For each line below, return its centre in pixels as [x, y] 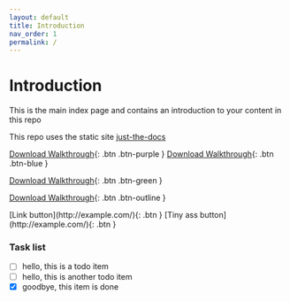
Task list [27, 247]
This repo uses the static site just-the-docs [88, 137]
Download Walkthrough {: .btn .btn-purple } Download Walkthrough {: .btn [141, 154]
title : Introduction [47, 26]
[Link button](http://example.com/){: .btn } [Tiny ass [104, 215]
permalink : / [33, 42]
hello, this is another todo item [77, 276]
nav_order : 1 [33, 34]
